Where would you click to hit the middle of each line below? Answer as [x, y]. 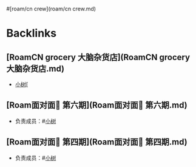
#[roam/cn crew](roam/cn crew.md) [51, 9]
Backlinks [32, 33]
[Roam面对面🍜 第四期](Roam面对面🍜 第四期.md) [97, 142]
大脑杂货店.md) [35, 68]
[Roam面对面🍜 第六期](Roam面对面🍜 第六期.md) [97, 105]
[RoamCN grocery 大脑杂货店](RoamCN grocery [98, 57]
